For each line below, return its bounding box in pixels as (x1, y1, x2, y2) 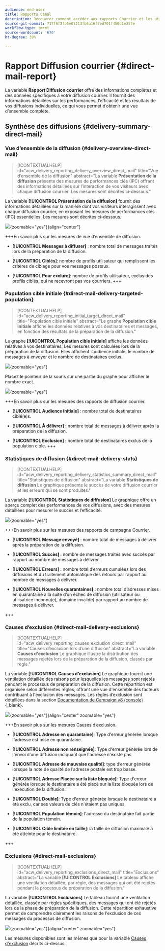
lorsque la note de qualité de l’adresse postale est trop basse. (12, 767, 137, 772)
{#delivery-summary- (82, 122, 151, 131)
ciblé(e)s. (12, 413, 31, 419)
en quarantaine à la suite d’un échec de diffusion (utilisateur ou (12, 591, 140, 597)
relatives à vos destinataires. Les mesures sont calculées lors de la (5, 343, 140, 349)
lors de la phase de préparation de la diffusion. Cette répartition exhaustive (5, 905, 157, 911)
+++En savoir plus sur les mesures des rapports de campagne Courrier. (5, 527, 151, 533)
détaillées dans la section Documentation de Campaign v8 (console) (5, 697, 143, 703)
